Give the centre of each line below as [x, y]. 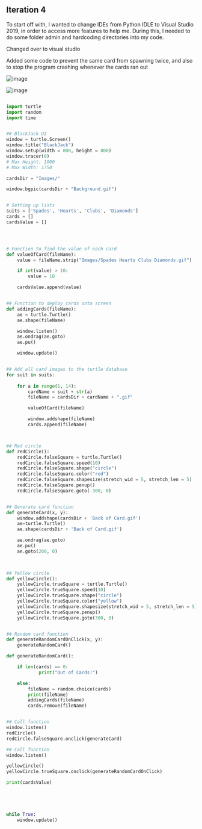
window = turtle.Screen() [38, 140]
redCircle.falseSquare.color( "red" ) [63, 474]
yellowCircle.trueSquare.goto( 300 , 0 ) [66, 618]
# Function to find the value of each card [62, 249]
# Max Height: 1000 [31, 162]
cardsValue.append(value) [50, 287]
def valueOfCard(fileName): [41, 254]
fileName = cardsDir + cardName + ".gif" [81, 397]
